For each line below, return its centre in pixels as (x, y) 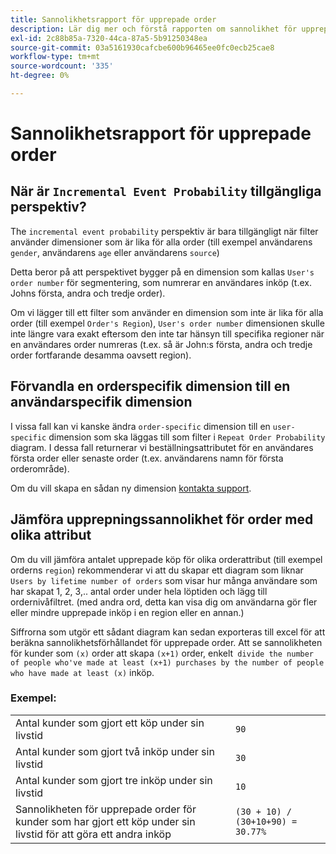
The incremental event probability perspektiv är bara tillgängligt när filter (164, 231)
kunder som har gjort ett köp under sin (105, 821)
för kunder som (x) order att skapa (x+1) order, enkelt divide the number (162, 653)
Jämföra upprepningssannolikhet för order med (162, 519)
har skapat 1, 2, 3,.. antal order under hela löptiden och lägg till (139, 591)
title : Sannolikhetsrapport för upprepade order (113, 19)
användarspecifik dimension (101, 402)
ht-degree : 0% (40, 76)
